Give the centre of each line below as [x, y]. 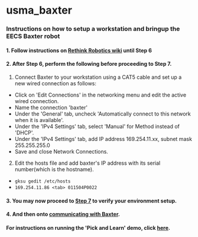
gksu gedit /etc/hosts [43, 181]
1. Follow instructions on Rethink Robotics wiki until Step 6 [79, 50]
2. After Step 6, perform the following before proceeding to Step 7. [89, 64]
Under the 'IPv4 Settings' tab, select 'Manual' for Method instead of [97, 126]
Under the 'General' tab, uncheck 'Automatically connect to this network [103, 114]
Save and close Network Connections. [61, 151]
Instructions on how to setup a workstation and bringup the [93, 29]
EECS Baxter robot [33, 36]
